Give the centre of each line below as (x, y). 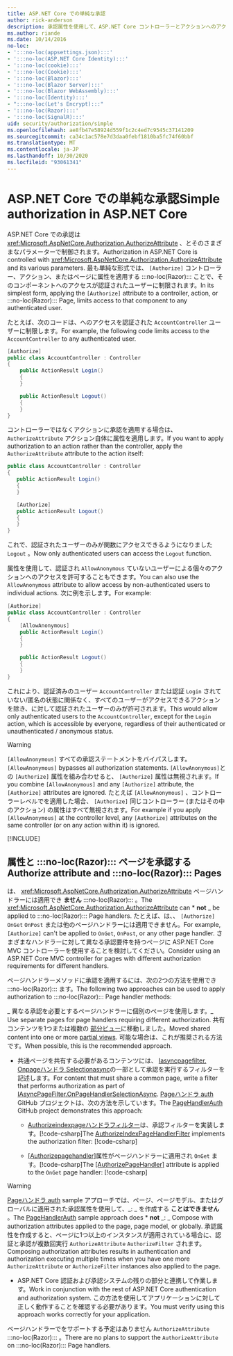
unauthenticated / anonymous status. (60, 731)
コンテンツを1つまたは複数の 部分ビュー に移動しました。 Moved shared (109, 1028)
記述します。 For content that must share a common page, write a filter (118, 1078)
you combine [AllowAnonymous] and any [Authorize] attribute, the (101, 784)
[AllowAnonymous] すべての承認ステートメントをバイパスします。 (99, 759)
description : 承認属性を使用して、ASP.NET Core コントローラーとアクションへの (112, 26)
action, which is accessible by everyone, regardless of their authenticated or (116, 723)
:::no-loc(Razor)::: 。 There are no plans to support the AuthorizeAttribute (113, 1337)
